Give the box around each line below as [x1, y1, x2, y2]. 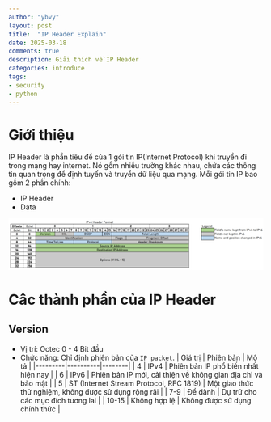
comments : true [8, 47, 60, 56]
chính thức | [19, 404, 61, 414]
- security [8, 81, 45, 89]
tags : [8, 73, 27, 81]
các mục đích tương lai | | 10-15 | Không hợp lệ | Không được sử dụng [19, 395, 252, 405]
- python [8, 90, 38, 98]
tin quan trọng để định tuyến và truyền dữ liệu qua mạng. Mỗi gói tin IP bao [8, 170, 258, 179]
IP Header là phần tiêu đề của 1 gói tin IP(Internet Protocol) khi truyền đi [8, 152, 248, 162]
